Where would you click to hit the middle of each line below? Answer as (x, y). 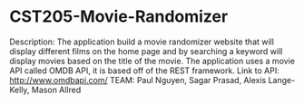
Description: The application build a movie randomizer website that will (142, 42)
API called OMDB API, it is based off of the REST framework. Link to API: (144, 71)
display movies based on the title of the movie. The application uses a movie (152, 61)
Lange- (282, 80)
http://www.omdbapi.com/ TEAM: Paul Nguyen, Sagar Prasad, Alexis (138, 80)
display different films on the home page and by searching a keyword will (146, 51)
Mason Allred (56, 90)
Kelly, (20, 90)
